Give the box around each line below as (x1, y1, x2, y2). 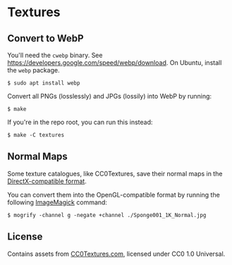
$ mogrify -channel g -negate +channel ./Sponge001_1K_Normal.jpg (7, 211, 207, 218)
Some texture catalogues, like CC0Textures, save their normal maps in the (7, 169, 223, 178)
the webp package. (7, 66, 60, 74)
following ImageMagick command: (7, 198, 108, 207)
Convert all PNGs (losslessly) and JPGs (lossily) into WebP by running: (7, 92, 212, 100)
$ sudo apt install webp (7, 80, 80, 87)
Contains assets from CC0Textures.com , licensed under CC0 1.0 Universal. (7, 249, 226, 258)
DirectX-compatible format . (7, 177, 87, 185)
